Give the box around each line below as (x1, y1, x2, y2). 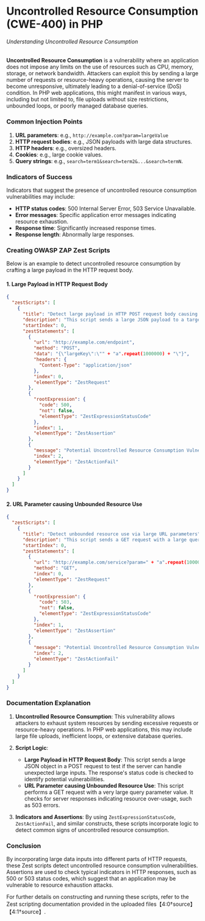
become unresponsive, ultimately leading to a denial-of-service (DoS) (6, 83, 182, 90)
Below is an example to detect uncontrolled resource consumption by (6, 260, 181, 267)
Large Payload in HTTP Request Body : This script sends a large (24, 756, 186, 763)
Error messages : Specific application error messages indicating (15, 211, 176, 218)
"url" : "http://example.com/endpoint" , (33, 339, 135, 346)
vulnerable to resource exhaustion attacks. (6, 881, 114, 889)
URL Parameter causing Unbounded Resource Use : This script (24, 782, 184, 789)
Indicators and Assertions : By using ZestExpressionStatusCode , (15, 813, 176, 820)
